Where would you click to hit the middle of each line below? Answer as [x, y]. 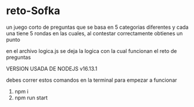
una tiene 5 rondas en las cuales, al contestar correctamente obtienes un [95, 33]
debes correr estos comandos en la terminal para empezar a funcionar [92, 80]
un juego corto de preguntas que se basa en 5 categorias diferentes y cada [98, 27]
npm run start [31, 98]
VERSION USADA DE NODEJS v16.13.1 [52, 68]
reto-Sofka [33, 11]
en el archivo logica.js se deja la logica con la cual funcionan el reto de [92, 51]
